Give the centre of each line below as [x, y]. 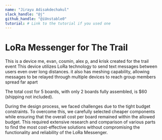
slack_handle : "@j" [25, 14]
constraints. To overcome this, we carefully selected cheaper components [80, 112]
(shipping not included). [29, 97]
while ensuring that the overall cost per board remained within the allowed [80, 117]
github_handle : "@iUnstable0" [36, 19]
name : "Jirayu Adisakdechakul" [37, 10]
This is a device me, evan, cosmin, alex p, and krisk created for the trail [77, 61]
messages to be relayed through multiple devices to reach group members [81, 77]
